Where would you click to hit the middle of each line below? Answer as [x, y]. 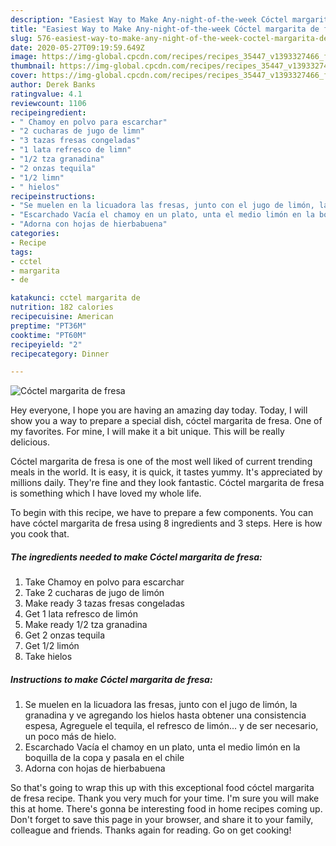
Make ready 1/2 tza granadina [86, 625]
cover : [24, 76]
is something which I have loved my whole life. [106, 493]
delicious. [30, 442]
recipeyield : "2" [46, 344]
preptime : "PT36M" [48, 326]
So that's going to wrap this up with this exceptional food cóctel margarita [162, 788]
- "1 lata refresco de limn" [71, 150]
